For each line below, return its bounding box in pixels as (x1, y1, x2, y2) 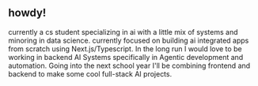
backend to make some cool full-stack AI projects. (8, 69, 173, 78)
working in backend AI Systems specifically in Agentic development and (8, 52, 244, 62)
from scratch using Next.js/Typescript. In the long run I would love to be (8, 43, 243, 54)
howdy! (8, 6, 47, 20)
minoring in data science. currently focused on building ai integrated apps (8, 36, 249, 45)
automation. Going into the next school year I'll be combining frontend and (8, 61, 251, 70)
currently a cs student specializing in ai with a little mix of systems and (8, 27, 239, 36)
